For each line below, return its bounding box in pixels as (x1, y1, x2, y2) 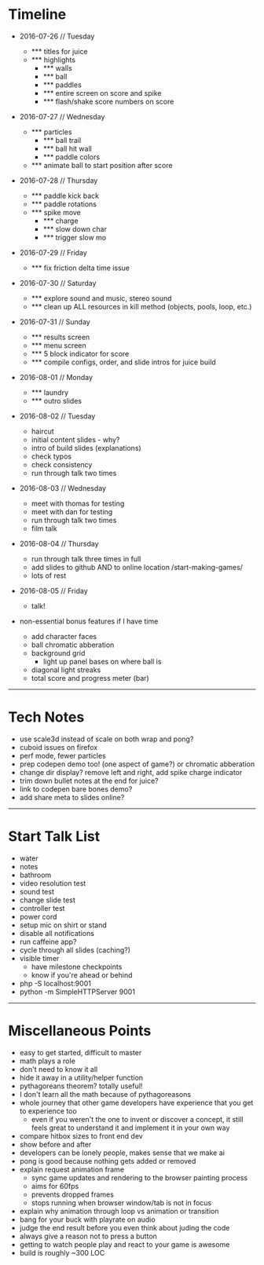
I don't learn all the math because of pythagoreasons (19, 1089, 191, 1099)
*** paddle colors (42, 152, 101, 162)
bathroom (19, 870, 52, 879)
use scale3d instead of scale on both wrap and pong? (19, 734, 194, 744)
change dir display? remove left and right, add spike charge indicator (19, 767, 243, 777)
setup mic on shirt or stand (19, 920, 108, 930)
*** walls (42, 63, 72, 72)
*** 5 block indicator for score (31, 349, 130, 358)
